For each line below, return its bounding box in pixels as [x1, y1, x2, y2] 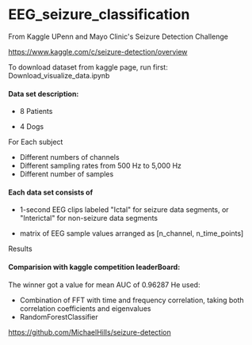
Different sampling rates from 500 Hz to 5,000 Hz [19, 161, 182, 171]
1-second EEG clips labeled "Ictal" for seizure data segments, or [19, 205, 229, 214]
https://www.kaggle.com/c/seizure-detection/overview [8, 47, 188, 56]
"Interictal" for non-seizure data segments [19, 214, 158, 223]
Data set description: [8, 89, 79, 98]
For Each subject [8, 137, 63, 147]
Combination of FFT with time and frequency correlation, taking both [19, 295, 244, 305]
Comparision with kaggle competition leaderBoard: [8, 262, 181, 271]
